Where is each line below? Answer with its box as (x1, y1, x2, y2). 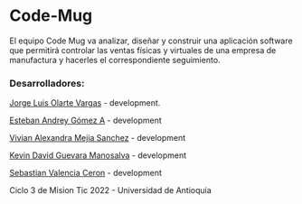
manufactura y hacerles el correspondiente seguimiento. (9, 54, 221, 65)
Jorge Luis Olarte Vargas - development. (9, 97, 161, 108)
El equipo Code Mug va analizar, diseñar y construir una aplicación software (9, 35, 293, 46)
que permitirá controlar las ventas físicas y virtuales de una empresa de (9, 44, 277, 55)
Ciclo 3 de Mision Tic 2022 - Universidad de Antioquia (9, 185, 212, 196)
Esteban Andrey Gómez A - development (9, 115, 162, 126)
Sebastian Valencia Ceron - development (9, 168, 163, 179)
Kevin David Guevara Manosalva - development (9, 150, 187, 161)
